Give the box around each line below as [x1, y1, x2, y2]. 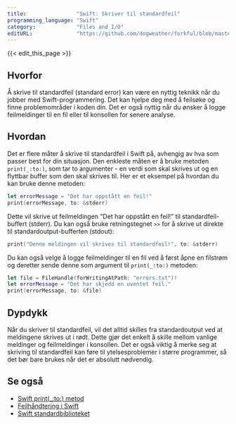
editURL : [7, 29, 33, 37]
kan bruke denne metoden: [7, 179, 86, 187]
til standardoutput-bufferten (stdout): [7, 227, 114, 235]
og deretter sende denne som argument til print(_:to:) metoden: [7, 260, 198, 269]
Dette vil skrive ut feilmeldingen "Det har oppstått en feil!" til [7, 212, 181, 220]
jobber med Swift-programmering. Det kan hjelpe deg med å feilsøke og [7, 95, 216, 104]
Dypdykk [7, 307, 48, 319]
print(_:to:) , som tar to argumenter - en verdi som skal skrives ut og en [7, 164, 218, 173]
